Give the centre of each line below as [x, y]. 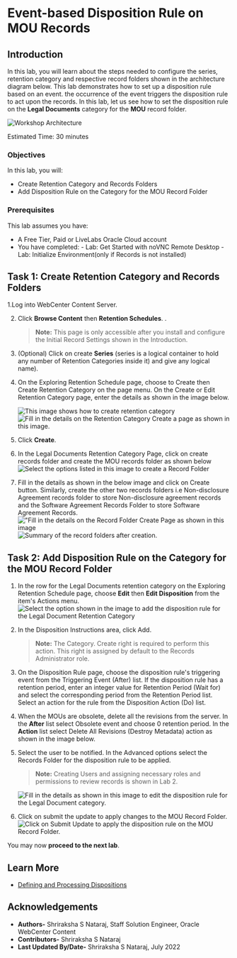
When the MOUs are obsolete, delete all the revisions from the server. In [123, 716]
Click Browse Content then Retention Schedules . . [92, 319]
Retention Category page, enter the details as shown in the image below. [123, 397]
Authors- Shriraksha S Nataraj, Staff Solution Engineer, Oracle [109, 924]
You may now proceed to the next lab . [64, 845]
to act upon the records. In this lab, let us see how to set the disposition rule [118, 101]
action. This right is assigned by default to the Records [115, 651]
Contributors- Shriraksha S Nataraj [69, 939]
